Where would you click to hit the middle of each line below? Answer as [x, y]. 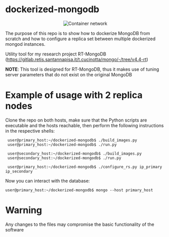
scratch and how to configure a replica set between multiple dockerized [80, 39]
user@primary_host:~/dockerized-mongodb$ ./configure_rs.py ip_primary [85, 167]
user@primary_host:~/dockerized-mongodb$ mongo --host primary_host [79, 190]
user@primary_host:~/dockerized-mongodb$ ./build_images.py [72, 140]
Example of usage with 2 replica [74, 95]
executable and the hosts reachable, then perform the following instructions [84, 125]
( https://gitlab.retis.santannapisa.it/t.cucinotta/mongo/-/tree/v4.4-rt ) [77, 59]
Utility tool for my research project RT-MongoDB [56, 54]
